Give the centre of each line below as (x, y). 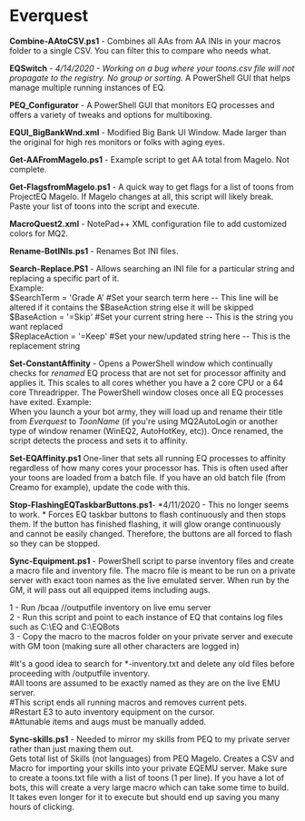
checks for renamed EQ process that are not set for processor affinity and (148, 372)
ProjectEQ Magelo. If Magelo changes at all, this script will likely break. (142, 196)
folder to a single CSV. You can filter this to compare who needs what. (140, 50)
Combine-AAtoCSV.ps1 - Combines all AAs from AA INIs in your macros (145, 41)
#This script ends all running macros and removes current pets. (128, 702)
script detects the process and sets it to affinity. (98, 440)
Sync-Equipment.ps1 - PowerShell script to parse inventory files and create (152, 560)
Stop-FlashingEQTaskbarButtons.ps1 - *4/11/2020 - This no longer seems (149, 504)
